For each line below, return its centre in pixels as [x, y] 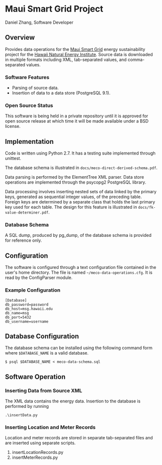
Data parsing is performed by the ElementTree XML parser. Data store [74, 177]
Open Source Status [29, 105]
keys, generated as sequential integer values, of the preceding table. [74, 197]
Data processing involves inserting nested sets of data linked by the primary [81, 192]
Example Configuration [33, 290]
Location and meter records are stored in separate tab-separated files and [79, 438]
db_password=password [27, 304]
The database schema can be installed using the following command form [79, 348]
